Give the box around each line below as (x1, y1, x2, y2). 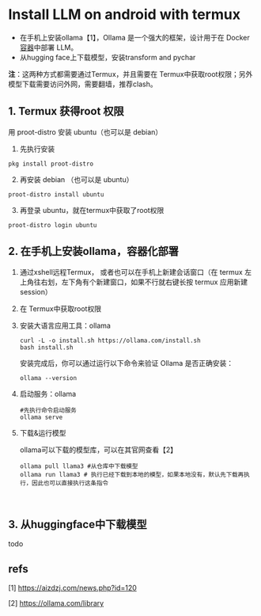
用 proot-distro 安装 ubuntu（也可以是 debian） (8, 127, 163, 136)
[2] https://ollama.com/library (8, 599, 104, 608)
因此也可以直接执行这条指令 (31, 479, 109, 487)
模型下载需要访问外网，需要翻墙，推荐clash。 (8, 79, 157, 89)
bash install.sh (19, 343, 74, 352)
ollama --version (19, 374, 78, 382)
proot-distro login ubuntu (8, 221, 97, 229)
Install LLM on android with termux (8, 6, 241, 24)
